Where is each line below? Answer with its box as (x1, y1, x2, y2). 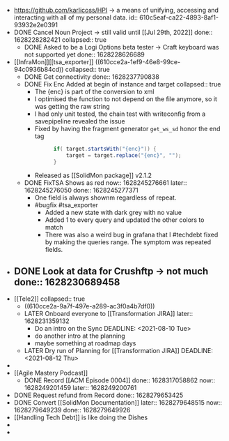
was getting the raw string (34, 103, 110, 110)
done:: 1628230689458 (13, 276, 120, 288)
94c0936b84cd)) (13, 66, 64, 73)
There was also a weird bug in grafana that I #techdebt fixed (45, 230, 219, 239)
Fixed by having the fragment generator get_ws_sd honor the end (34, 125, 221, 133)
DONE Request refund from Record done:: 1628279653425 (13, 391, 184, 400)
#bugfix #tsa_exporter (34, 200, 99, 209)
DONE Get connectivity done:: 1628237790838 (24, 73, 160, 81)
